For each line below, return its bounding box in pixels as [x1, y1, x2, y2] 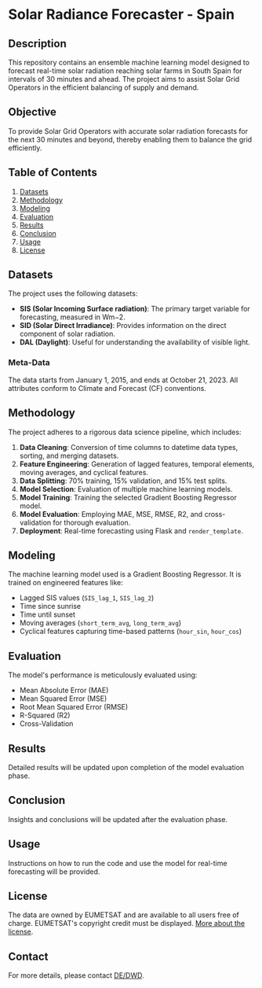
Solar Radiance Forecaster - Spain [8, 6, 235, 24]
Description [8, 37, 67, 50]
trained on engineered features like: [8, 578, 124, 588]
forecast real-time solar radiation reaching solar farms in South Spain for [8, 66, 242, 76]
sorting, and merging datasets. [19, 451, 119, 460]
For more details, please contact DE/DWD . [8, 971, 144, 980]
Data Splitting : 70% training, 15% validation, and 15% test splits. [19, 476, 227, 485]
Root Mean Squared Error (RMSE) [19, 702, 129, 712]
